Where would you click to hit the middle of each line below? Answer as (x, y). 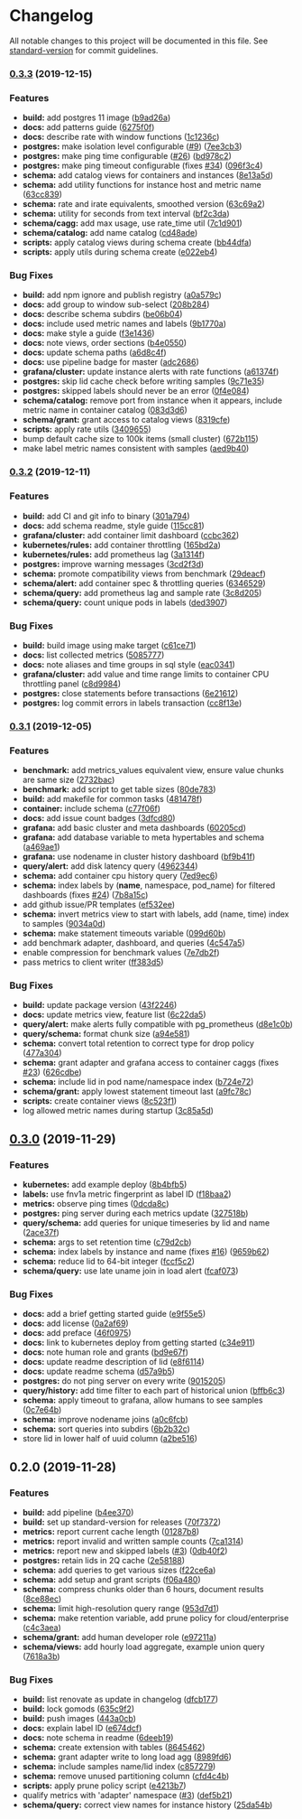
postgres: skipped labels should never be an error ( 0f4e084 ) (136, 391)
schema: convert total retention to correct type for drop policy (138, 1043)
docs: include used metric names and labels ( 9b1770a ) (124, 324)
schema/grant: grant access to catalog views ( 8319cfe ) (126, 420)
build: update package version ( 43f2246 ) (100, 1005)
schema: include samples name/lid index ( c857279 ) (119, 1767)
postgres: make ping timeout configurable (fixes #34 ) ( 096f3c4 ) (142, 166)
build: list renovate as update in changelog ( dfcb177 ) (120, 1700)
